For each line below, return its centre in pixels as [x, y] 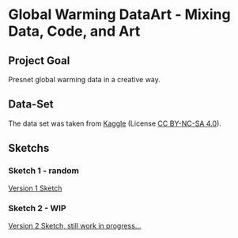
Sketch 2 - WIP [37, 209]
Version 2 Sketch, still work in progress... [75, 225]
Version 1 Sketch [35, 188]
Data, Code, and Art [74, 31]
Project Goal [39, 60]
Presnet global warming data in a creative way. [84, 79]
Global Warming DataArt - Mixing [119, 15]
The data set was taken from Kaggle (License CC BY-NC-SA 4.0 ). [115, 123]
